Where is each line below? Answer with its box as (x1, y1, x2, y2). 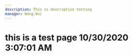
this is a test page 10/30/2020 (5, 32, 129, 43)
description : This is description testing (5, 7, 92, 12)
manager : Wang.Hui (5, 11, 42, 16)
